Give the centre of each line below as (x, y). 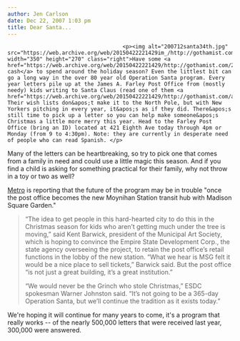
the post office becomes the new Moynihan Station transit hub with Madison (120, 198)
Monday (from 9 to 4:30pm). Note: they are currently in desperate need (118, 134)
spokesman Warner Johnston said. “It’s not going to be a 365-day (122, 294)
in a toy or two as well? (41, 176)
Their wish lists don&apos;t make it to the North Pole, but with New (115, 103)
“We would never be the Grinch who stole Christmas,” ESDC (113, 286)
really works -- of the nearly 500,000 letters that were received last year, (115, 322)
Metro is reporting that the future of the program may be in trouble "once (115, 190)
